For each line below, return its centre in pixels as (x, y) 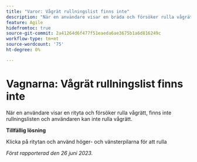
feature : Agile (25, 22)
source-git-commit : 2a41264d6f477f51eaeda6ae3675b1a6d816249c (84, 33)
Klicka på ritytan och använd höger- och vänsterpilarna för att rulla (86, 141)
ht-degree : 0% (23, 50)
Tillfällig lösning (26, 130)
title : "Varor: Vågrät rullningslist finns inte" (68, 11)
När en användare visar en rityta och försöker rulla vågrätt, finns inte (89, 113)
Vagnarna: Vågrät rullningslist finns (95, 84)
